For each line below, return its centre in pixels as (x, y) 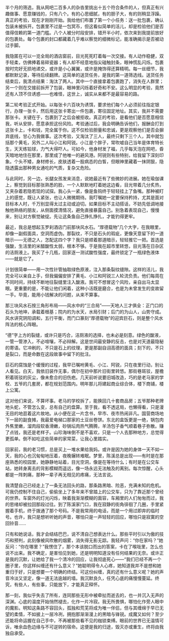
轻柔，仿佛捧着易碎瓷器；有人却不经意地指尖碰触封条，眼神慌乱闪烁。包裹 (87, 62)
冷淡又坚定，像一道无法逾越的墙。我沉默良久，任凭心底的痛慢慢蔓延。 (82, 578)
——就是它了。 (21, 259)
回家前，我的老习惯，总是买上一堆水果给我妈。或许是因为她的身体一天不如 (82, 449)
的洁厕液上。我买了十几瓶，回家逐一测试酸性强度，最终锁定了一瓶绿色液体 (82, 252)
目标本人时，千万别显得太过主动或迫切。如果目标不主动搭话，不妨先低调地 (82, 204)
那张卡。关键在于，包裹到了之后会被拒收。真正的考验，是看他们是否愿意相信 (84, 117)
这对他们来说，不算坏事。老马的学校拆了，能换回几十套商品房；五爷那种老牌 (84, 401)
